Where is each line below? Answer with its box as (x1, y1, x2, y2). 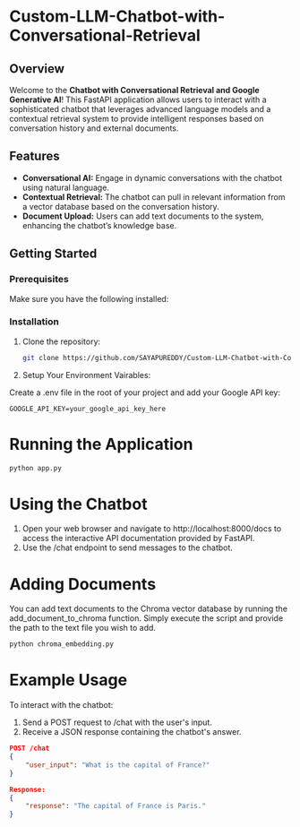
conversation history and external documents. (9, 123, 179, 134)
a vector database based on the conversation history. (21, 201, 219, 211)
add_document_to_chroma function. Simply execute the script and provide (9, 613, 284, 624)
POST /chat (9, 744, 50, 754)
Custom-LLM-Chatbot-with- (9, 6, 226, 27)
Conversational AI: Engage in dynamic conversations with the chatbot (21, 172, 283, 183)
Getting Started (9, 246, 98, 262)
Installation (9, 315, 60, 328)
